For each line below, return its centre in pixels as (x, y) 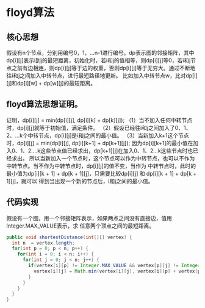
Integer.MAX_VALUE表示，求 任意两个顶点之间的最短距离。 (80, 226)
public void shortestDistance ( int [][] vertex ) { (69, 237)
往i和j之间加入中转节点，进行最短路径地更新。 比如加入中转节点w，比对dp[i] (102, 76)
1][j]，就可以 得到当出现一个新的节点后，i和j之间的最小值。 (80, 181)
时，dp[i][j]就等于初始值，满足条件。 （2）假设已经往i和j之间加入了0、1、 (99, 127)
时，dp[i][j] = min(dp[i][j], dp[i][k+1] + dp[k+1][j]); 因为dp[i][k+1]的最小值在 (100, 143)
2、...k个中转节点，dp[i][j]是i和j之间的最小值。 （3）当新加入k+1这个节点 (98, 135)
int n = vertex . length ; (43, 243)
